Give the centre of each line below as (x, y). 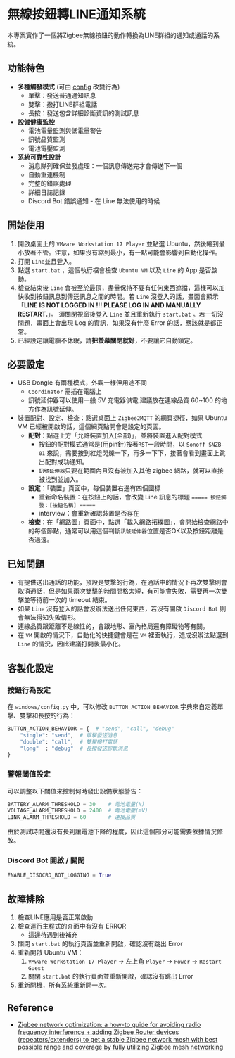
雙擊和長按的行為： (47, 715)
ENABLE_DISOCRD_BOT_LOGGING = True (59, 875)
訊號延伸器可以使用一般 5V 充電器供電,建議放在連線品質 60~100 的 (125, 400)
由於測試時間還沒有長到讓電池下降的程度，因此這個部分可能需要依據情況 (112, 831)
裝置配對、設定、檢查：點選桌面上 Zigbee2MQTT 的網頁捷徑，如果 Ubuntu (122, 418)
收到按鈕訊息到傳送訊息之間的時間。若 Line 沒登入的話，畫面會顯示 (121, 296)
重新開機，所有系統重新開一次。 (64, 985)
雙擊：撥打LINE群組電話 (63, 104)
